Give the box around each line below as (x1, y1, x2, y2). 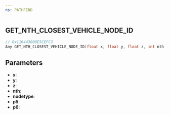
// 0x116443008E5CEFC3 (5, 40, 53, 45)
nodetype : (12, 93, 35, 99)
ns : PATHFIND (5, 7, 33, 13)
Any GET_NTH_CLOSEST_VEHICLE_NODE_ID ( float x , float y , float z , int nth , (5, 44, 166, 50)
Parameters (5, 58, 43, 67)
